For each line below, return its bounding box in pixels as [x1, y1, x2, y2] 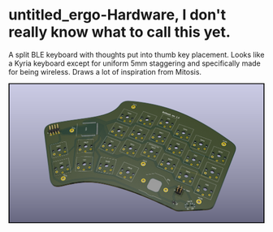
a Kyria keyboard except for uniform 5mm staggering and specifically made [8, 58, 262, 68]
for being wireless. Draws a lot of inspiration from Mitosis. [8, 67, 201, 76]
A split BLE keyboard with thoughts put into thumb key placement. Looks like [8, 49, 265, 59]
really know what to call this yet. [8, 23, 232, 41]
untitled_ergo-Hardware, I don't [8, 6, 227, 24]
